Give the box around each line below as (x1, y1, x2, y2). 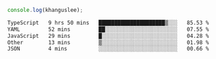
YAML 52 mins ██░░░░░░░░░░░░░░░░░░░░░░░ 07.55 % (7, 25, 210, 33)
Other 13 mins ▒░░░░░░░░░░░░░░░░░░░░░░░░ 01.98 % (7, 39, 210, 46)
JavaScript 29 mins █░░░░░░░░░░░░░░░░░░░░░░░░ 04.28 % (7, 32, 210, 39)
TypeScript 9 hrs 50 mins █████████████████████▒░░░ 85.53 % (7, 19, 210, 26)
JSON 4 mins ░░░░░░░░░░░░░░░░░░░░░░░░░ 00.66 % (7, 46, 210, 53)
